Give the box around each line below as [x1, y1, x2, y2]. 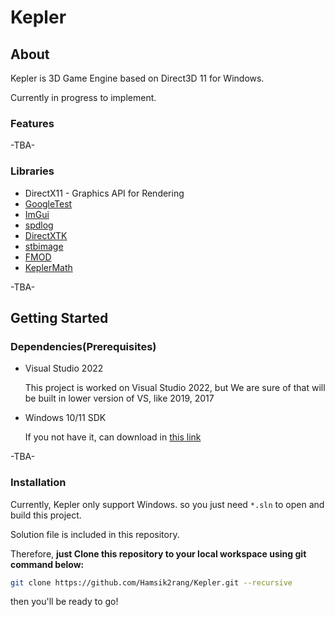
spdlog [24, 219, 54, 231]
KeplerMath [24, 261, 73, 273]
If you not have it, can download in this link [24, 431, 202, 443]
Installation [10, 476, 67, 490]
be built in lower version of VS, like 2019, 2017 [24, 392, 215, 405]
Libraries [10, 164, 55, 178]
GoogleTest [24, 197, 73, 210]
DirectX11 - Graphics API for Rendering [24, 187, 185, 199]
